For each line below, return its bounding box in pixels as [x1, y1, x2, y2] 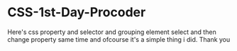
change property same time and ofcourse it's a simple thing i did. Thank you [7, 35, 231, 43]
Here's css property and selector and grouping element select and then [7, 28, 216, 36]
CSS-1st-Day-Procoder [7, 4, 146, 21]
